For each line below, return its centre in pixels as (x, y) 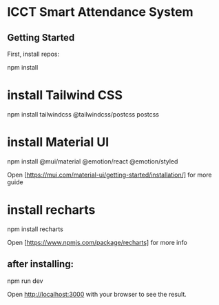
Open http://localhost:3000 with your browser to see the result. (97, 294)
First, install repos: (33, 54)
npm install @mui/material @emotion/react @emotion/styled (93, 161)
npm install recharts (35, 229)
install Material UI (58, 142)
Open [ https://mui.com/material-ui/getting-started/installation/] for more (109, 175)
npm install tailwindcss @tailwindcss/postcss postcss (83, 114)
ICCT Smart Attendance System (100, 12)
